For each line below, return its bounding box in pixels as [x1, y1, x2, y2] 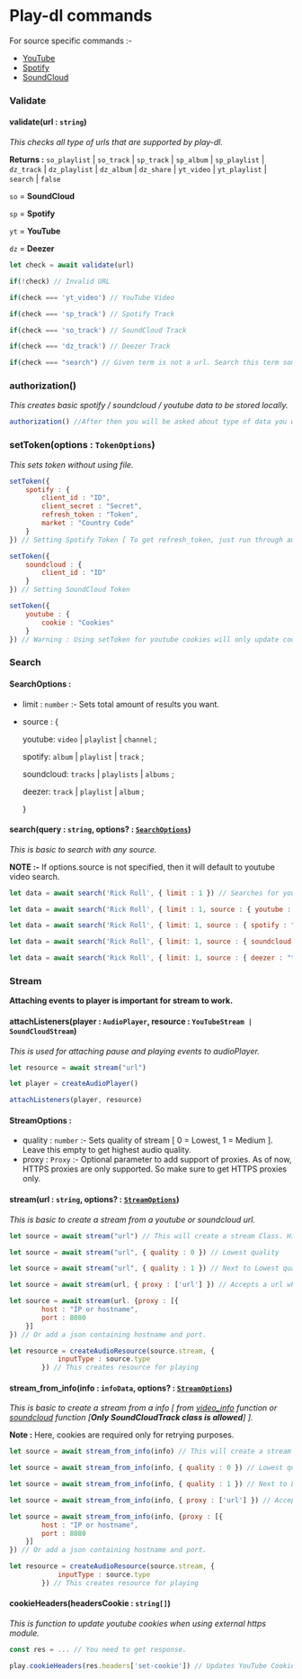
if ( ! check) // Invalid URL [9, 277, 111, 286]
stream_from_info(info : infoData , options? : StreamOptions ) [9, 1382, 233, 1393]
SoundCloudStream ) [9, 1026, 77, 1036]
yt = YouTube [9, 226, 61, 237]
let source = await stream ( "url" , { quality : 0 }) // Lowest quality [9, 1247, 280, 1257]
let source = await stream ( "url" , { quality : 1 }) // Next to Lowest [9, 1264, 280, 1273]
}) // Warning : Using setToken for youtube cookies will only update [9, 634, 280, 644]
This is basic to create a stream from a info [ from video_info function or [9, 1402, 278, 1413]
